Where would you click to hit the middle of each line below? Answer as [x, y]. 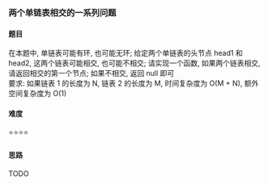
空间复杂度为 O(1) [38, 94]
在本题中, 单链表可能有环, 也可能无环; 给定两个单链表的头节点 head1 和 [125, 53]
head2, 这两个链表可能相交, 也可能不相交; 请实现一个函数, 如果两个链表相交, [134, 63]
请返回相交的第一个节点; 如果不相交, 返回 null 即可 [91, 74]
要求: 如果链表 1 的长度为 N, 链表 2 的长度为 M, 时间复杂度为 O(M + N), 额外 [134, 83]
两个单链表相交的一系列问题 [62, 12]
